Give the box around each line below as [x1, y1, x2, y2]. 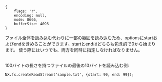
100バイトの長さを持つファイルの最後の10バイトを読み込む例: [5, 63, 129, 68]
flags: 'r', [14, 9, 38, 14]
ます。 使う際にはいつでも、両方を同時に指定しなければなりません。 [5, 47, 142, 53]
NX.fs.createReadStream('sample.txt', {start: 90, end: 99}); [5, 72, 134, 77]
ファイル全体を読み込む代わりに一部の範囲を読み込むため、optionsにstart [5, 35, 153, 41]
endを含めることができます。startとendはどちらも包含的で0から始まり [13, 41, 156, 47]
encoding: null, [14, 13, 47, 18]
